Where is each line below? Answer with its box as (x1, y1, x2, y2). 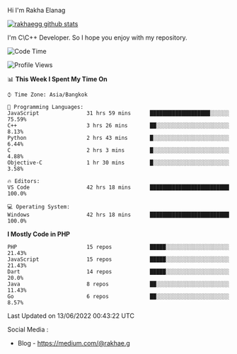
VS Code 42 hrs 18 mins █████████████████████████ (7, 184, 230, 191)
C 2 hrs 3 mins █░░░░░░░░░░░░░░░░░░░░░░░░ (7, 147, 230, 154)
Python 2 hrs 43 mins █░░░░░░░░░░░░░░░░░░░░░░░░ (7, 134, 230, 141)
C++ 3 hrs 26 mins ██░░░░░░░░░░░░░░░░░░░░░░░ (7, 122, 230, 129)
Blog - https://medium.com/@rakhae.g (17, 339, 131, 347)
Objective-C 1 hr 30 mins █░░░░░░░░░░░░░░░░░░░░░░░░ (7, 159, 230, 166)
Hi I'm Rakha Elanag (7, 6, 66, 14)
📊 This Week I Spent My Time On (7, 75, 108, 83)
